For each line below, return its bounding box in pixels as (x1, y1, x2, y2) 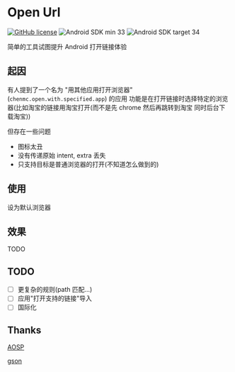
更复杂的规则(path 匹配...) (17, 285, 93, 294)
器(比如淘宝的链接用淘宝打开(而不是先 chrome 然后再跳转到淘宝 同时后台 (7, 103, 219, 111)
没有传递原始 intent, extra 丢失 (17, 151, 106, 160)
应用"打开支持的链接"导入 (17, 294, 92, 302)
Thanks (7, 324, 42, 336)
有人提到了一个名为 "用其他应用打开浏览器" (7, 85, 133, 94)
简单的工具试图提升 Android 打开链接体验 (7, 42, 127, 50)
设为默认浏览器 (7, 203, 51, 212)
